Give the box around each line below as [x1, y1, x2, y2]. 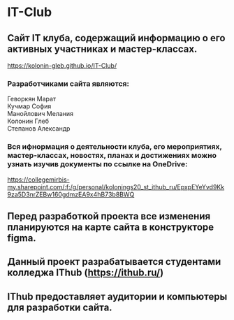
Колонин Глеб [7, 117, 50, 126]
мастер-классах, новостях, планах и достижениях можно [7, 151, 217, 161]
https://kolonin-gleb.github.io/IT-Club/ [7, 61, 117, 70]
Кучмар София [7, 102, 52, 110]
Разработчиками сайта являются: [7, 78, 129, 88]
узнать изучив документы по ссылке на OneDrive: [7, 159, 188, 169]
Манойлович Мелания [7, 110, 74, 118]
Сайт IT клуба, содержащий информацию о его [7, 32, 226, 44]
